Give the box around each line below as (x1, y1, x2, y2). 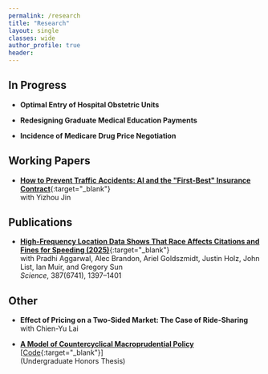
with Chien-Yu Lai (19, 324, 79, 333)
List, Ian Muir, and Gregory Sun (19, 262, 123, 272)
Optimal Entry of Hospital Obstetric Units (19, 99, 160, 109)
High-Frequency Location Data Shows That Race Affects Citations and (19, 237, 260, 247)
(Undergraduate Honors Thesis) (19, 356, 126, 366)
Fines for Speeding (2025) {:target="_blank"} (19, 245, 170, 255)
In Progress (8, 78, 67, 92)
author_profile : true (8, 42, 81, 50)
